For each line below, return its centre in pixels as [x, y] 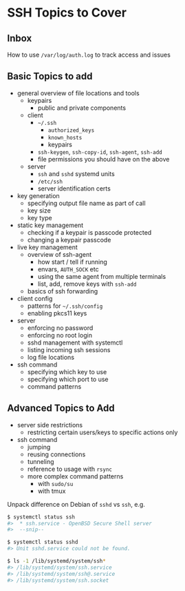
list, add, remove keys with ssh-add [87, 284]
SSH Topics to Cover [67, 13]
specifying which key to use [67, 371]
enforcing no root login [60, 335]
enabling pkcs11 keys [57, 313]
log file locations [51, 357]
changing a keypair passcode [69, 240]
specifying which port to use [68, 379]
